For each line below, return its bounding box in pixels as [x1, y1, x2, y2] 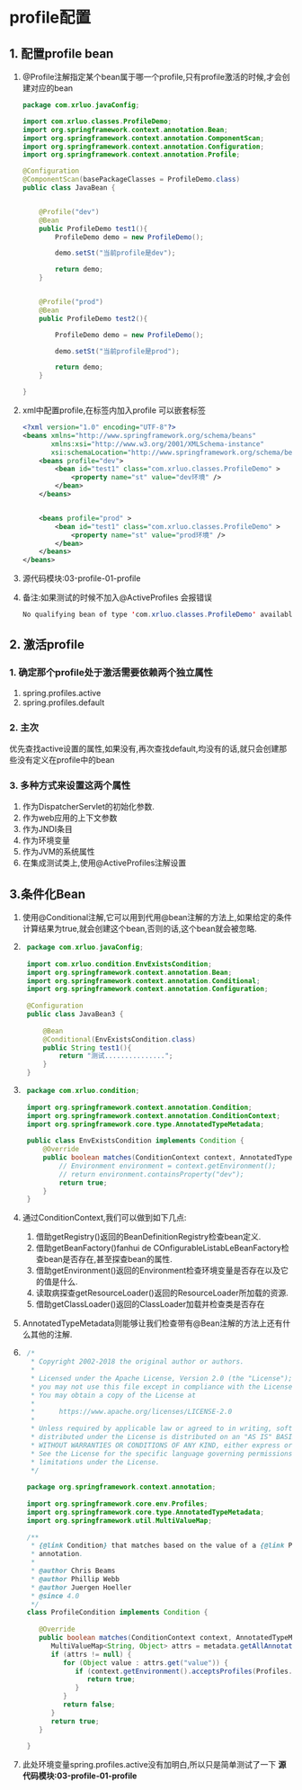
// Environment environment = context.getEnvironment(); [58, 1161, 277, 1170]
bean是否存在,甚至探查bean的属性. [43, 1254, 173, 1265]
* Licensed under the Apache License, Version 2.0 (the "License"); [31, 1374, 293, 1383]
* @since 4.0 [31, 1591, 80, 1600]
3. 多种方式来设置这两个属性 [9, 779, 131, 792]
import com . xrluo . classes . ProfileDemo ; [22, 117, 173, 126]
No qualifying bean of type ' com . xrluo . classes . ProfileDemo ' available [22, 610, 297, 620]
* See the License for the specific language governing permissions [31, 1449, 293, 1458]
